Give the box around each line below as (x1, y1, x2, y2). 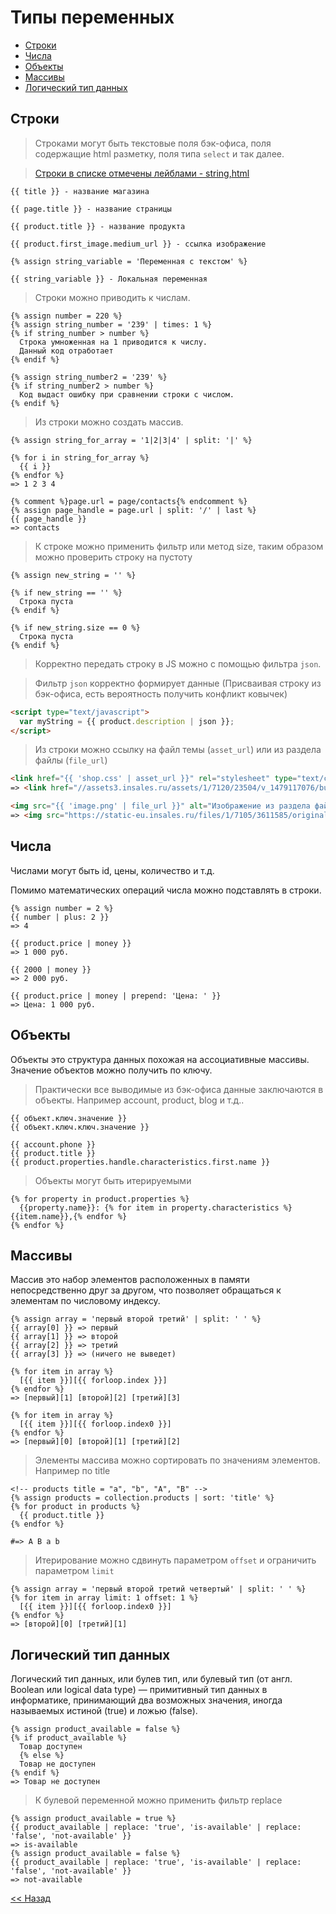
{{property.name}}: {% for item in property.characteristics (19, 1202, 280, 1213)
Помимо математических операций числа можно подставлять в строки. (10, 884, 322, 896)
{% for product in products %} (10, 1502, 141, 1512)
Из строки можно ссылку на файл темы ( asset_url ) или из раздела (34, 744, 322, 756)
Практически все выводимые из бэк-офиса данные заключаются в (34, 1083, 324, 1095)
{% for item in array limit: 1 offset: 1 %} (10, 1593, 199, 1603)
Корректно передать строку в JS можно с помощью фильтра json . (34, 657, 322, 670)
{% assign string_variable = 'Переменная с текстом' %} (10, 256, 248, 266)
